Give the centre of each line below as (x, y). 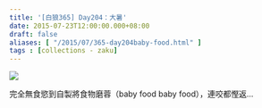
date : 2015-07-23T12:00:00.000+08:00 (80, 26)
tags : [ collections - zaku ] (63, 51)
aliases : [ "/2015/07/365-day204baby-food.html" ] (106, 42)
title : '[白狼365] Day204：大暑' (68, 17)
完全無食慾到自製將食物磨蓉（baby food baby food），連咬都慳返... (131, 94)
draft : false (34, 34)
